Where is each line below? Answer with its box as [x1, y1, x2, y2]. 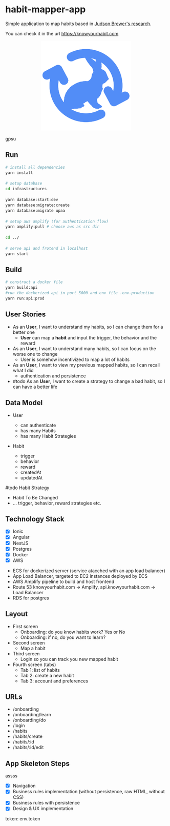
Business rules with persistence [12, 800, 80, 806]
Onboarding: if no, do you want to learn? [20, 634, 106, 640]
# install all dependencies [5, 165, 66, 170]
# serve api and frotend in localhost [5, 246, 88, 251]
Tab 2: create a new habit [20, 672, 74, 678]
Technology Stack [5, 514, 65, 523]
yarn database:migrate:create [5, 203, 70, 208]
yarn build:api [5, 285, 38, 290]
